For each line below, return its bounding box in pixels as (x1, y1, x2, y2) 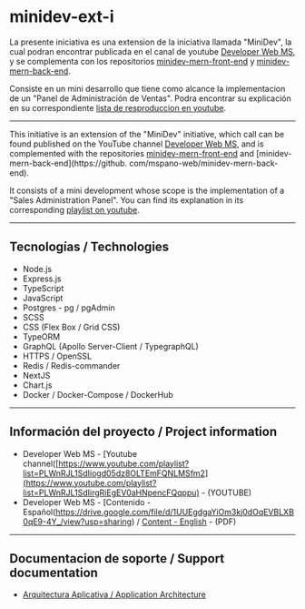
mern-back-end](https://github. (9, 157, 128, 168)
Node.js (22, 263, 53, 274)
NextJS (22, 370, 51, 381)
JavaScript (22, 292, 64, 303)
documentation (9, 564, 98, 580)
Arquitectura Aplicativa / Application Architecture (22, 589, 207, 600)
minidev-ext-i (9, 6, 114, 27)
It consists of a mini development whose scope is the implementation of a (9, 185, 285, 196)
